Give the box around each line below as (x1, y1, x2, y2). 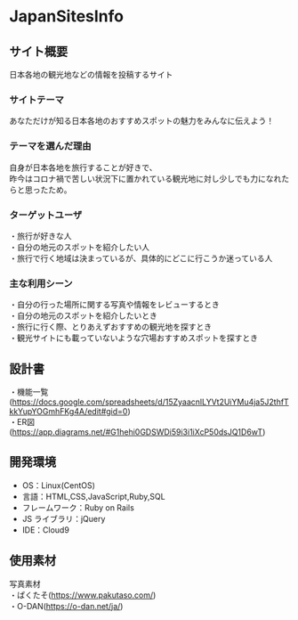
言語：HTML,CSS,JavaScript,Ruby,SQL (21, 491, 166, 502)
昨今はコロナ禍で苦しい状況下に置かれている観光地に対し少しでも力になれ (9, 173, 282, 184)
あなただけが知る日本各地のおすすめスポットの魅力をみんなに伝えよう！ (9, 116, 274, 126)
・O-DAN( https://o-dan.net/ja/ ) (9, 600, 124, 611)
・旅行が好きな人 (9, 230, 72, 241)
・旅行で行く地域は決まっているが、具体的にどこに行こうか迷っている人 (9, 252, 273, 264)
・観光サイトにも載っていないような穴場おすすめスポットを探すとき (9, 332, 259, 344)
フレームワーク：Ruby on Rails (21, 502, 135, 513)
